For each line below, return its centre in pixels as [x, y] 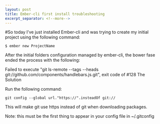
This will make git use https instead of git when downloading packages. [76, 107]
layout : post [18, 9]
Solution [13, 80]
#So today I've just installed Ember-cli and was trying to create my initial [77, 32]
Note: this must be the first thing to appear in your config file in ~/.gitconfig [80, 116]
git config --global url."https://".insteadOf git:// [60, 98]
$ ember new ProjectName [30, 46]
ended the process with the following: [43, 60]
